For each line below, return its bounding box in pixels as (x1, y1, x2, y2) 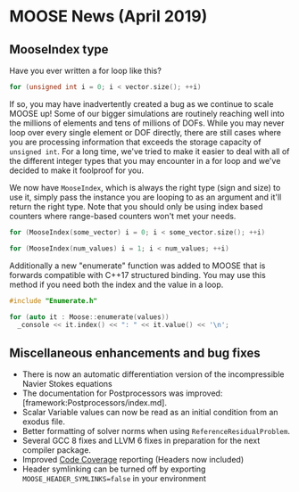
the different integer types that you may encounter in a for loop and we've (9, 155, 281, 166)
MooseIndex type (9, 42, 109, 57)
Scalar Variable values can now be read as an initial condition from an (21, 407, 278, 418)
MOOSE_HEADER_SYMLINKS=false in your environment (21, 473, 207, 484)
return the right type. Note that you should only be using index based (9, 201, 263, 211)
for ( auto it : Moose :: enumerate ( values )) (9, 312, 170, 322)
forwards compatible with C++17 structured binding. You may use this (9, 269, 266, 280)
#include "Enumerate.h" (9, 296, 98, 305)
